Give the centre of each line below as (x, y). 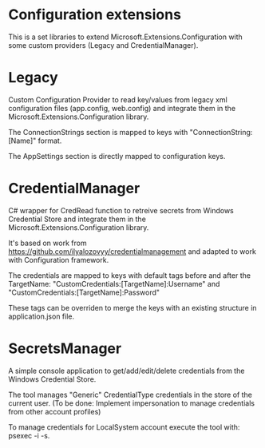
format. (50, 141)
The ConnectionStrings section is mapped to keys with (98, 132)
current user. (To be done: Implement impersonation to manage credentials (132, 403)
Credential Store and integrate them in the (77, 219)
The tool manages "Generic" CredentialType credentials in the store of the (131, 394)
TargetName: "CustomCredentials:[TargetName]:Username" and (114, 283)
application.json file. (41, 316)
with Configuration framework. (59, 260)
